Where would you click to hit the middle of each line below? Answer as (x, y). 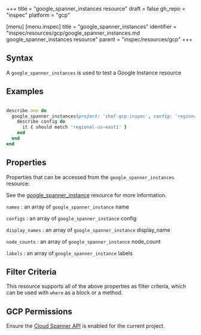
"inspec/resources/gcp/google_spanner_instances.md (73, 33)
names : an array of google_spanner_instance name (68, 207)
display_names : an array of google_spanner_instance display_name (88, 230)
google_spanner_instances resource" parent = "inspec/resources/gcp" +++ (99, 39)
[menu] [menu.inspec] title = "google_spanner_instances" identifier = (92, 27)
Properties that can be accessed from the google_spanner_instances (90, 177)
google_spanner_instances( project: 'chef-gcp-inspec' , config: (92, 116)
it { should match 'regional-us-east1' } (74, 127)
